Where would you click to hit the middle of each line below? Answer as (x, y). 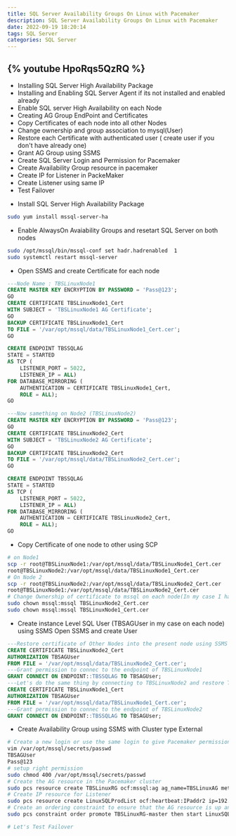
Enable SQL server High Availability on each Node (90, 108)
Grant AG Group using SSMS (59, 153)
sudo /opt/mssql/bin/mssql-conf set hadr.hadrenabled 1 (92, 251)
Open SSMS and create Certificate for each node (88, 270)
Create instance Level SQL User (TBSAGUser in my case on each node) (121, 623)
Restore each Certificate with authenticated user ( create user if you (116, 137)
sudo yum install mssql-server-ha (58, 217)
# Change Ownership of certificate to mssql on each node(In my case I (114, 597)
